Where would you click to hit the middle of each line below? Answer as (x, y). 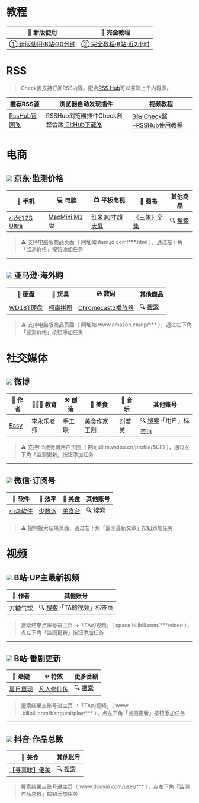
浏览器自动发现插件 (86, 104)
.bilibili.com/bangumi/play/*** (57, 713)
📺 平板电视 (110, 201)
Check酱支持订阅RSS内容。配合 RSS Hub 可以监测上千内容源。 (96, 88)
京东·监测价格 (38, 179)
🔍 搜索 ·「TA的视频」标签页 (76, 607)
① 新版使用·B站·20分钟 (42, 44)
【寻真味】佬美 (30, 770)
